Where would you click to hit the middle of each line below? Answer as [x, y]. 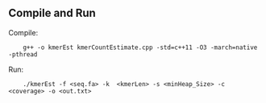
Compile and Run [52, 13]
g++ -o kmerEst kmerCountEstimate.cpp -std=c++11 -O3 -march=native [140, 47]
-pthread [23, 54]
